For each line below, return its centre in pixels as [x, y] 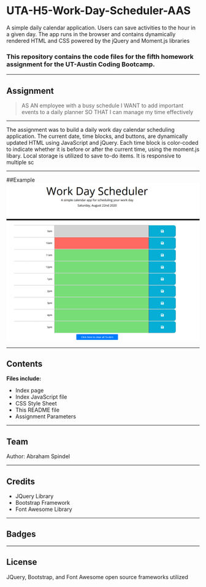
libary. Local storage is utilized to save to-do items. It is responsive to [94, 156]
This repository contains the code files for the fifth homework [100, 56]
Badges [21, 534]
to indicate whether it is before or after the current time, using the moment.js [103, 149]
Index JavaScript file [41, 397]
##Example [21, 180]
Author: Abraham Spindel [38, 456]
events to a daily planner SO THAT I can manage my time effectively [107, 112]
